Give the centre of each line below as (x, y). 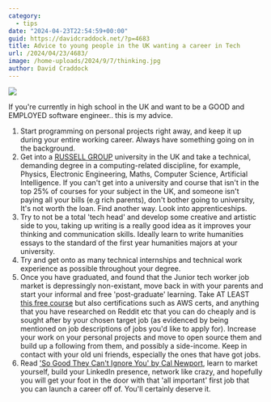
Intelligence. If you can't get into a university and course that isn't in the (140, 182)
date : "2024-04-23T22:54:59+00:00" (68, 31)
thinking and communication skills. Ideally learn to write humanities (132, 234)
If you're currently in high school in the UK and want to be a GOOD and (127, 107)
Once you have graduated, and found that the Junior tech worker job (134, 277)
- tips (27, 23)
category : (25, 16)
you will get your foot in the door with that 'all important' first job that (135, 380)
